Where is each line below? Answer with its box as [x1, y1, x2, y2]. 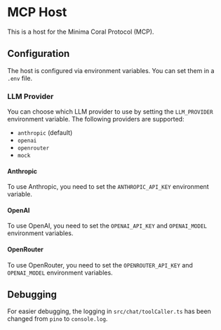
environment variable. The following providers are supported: [7, 115, 185, 124]
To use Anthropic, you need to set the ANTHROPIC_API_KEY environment [7, 183, 209, 191]
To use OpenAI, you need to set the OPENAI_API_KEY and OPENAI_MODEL [7, 222, 207, 230]
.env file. [7, 74, 33, 82]
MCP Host [7, 4, 67, 20]
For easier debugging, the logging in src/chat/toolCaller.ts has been [7, 307, 212, 316]
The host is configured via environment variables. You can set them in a [7, 66, 215, 74]
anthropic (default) [17, 128, 73, 137]
